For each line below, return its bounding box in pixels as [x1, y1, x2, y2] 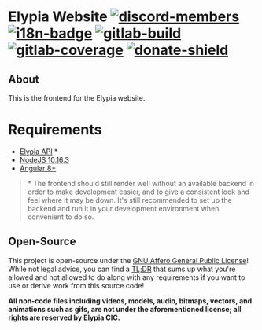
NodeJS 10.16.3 [19, 155, 69, 164]
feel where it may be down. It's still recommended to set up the [27, 195, 232, 204]
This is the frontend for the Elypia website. [8, 93, 146, 102]
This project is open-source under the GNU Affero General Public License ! [8, 255, 249, 265]
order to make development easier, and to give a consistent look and [27, 187, 250, 196]
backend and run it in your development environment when [27, 203, 220, 213]
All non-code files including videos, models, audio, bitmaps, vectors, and [8, 295, 253, 306]
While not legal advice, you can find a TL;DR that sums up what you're [8, 264, 236, 273]
